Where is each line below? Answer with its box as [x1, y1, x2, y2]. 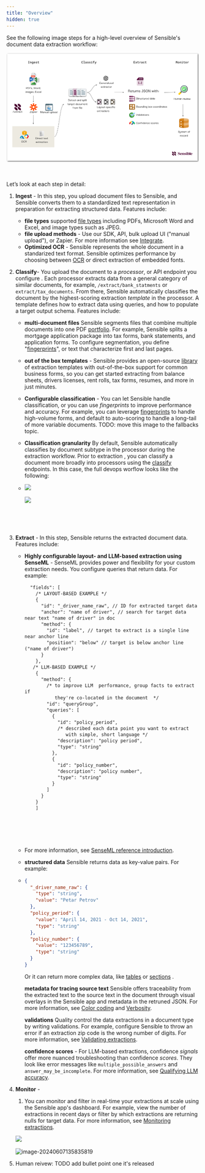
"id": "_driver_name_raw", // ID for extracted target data [40, 602, 198, 609]
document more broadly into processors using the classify [24, 458, 172, 466]
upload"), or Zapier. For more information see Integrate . [24, 237, 164, 244]
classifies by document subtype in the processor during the [24, 446, 175, 453]
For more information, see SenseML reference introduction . [24, 846, 174, 854]
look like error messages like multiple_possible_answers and [24, 1060, 177, 1068]
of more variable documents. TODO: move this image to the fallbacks [24, 420, 199, 428]
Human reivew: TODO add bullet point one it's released [15, 1160, 154, 1167]
